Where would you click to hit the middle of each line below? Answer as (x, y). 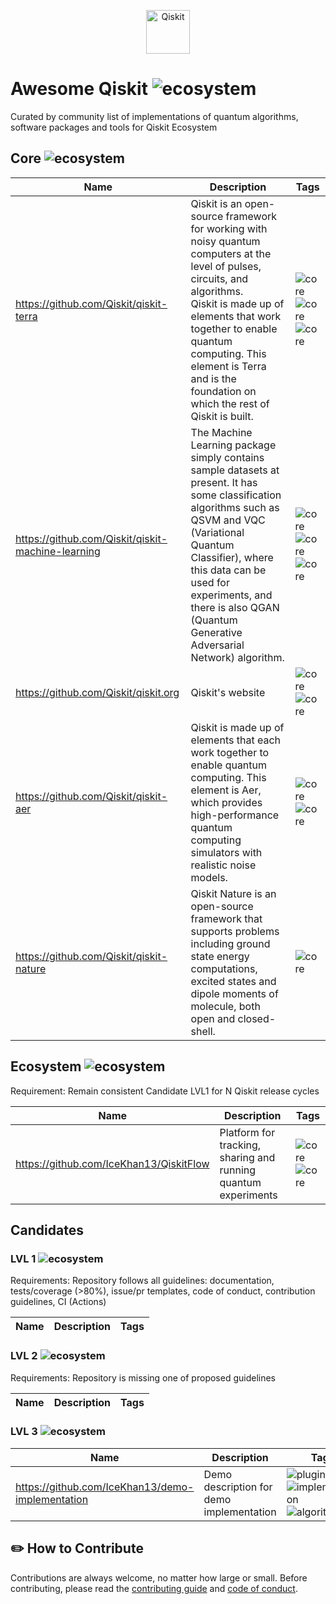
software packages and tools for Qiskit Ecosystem (114, 127)
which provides (226, 802)
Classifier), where (232, 557)
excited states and (233, 981)
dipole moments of (234, 993)
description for (238, 1487)
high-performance (235, 815)
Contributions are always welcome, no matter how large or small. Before (159, 1577)
